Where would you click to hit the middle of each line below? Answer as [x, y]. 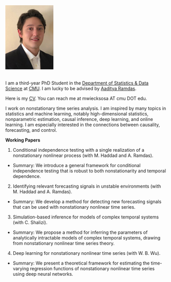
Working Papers [23, 140]
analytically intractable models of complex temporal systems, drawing [87, 238]
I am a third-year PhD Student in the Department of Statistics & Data [77, 83]
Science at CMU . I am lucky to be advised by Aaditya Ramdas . [71, 88]
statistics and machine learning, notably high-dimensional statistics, [77, 114]
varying [21, 268]
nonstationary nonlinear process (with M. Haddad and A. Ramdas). [83, 155]
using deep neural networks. [43, 274]
